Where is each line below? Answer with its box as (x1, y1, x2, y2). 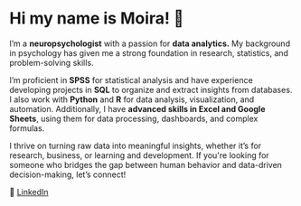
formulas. (9, 122, 45, 134)
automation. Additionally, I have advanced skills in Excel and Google (9, 103, 266, 114)
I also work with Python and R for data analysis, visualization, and (9, 94, 255, 105)
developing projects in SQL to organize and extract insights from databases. (9, 84, 293, 95)
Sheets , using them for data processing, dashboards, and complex (9, 113, 259, 124)
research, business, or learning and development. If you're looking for (9, 149, 269, 161)
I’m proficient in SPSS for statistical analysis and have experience (9, 74, 253, 85)
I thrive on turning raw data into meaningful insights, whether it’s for (9, 140, 262, 151)
